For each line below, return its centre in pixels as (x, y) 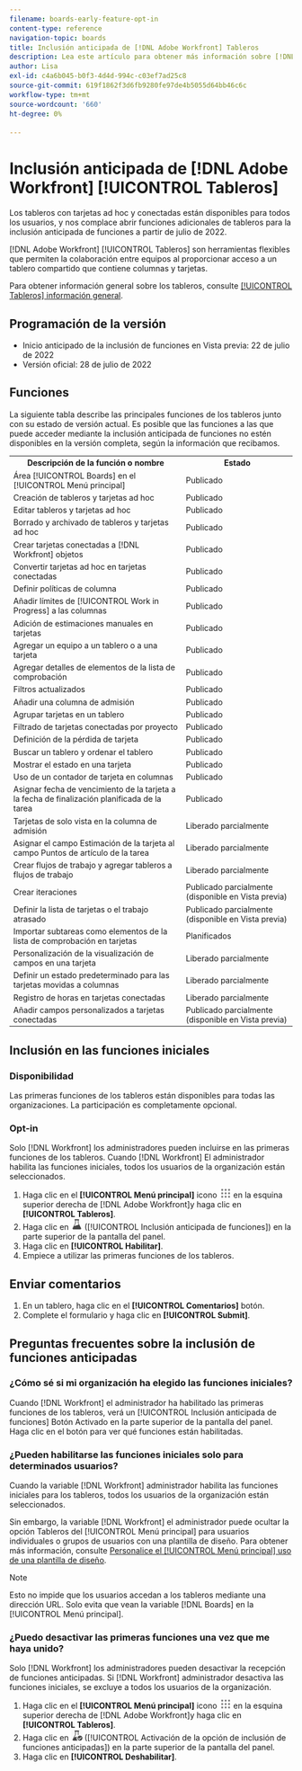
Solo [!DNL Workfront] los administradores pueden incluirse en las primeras (150, 1148)
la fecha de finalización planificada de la (87, 799)
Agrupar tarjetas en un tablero (69, 714)
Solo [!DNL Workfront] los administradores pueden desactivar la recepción (147, 1669)
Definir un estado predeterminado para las (91, 975)
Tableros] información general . (67, 296)
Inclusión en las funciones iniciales (110, 1050)
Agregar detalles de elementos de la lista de (94, 667)
